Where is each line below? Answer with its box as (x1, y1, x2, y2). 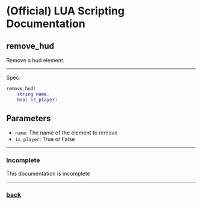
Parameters (6, 113, 51, 124)
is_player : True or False (14, 136, 75, 143)
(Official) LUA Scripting (6, 4, 125, 18)
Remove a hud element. (6, 57, 65, 64)
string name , (17, 91, 50, 97)
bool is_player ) (17, 97, 58, 103)
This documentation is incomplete (6, 170, 90, 177)
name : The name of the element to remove (14, 129, 118, 136)
